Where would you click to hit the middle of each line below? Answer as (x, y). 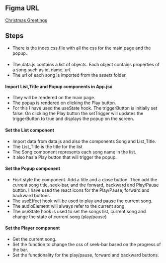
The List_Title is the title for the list (47, 146)
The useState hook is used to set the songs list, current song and (79, 211)
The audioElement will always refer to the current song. (69, 206)
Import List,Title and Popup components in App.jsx (59, 86)
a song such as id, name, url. (42, 70)
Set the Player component (33, 228)
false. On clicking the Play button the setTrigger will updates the (78, 114)
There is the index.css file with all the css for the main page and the (82, 48)
